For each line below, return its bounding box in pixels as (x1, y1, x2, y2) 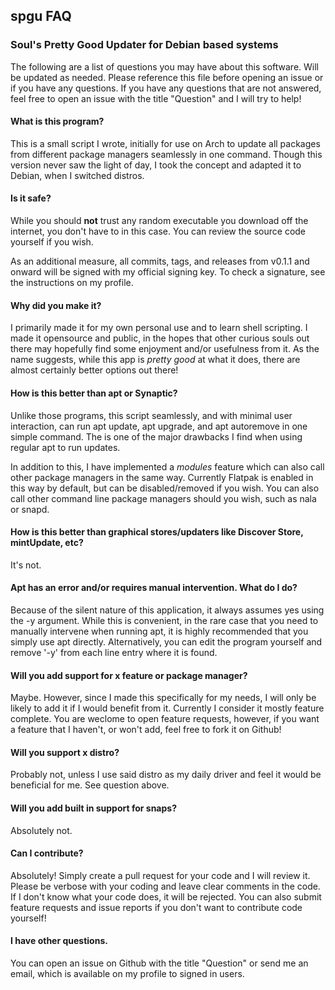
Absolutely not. (10, 824, 73, 836)
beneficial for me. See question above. (10, 779, 170, 791)
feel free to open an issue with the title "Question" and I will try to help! (10, 92, 302, 104)
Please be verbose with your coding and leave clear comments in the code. (10, 880, 321, 892)
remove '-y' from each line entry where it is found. (10, 646, 218, 658)
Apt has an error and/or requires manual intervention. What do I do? (10, 582, 298, 594)
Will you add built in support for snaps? (10, 802, 177, 814)
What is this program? (10, 115, 105, 128)
